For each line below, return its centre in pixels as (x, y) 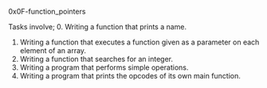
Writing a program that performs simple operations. (104, 67)
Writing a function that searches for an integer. (96, 59)
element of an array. (53, 50)
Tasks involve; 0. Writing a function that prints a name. (98, 27)
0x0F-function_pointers (47, 11)
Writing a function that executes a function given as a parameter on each (139, 42)
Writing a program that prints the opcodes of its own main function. (130, 76)
